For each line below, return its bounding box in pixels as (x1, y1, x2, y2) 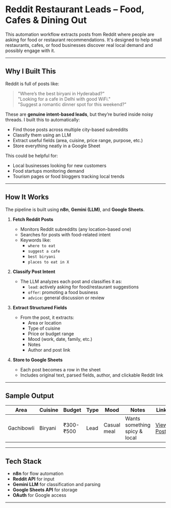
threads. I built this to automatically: (5, 116, 80, 123)
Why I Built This (5, 67, 56, 76)
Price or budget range (27, 330, 74, 337)
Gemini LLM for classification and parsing (12, 482, 101, 488)
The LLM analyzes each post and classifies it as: (20, 278, 122, 284)
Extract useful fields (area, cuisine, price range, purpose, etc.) (12, 137, 144, 143)
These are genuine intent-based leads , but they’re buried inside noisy (5, 111, 154, 117)
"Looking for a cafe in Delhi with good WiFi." (17, 96, 111, 102)
